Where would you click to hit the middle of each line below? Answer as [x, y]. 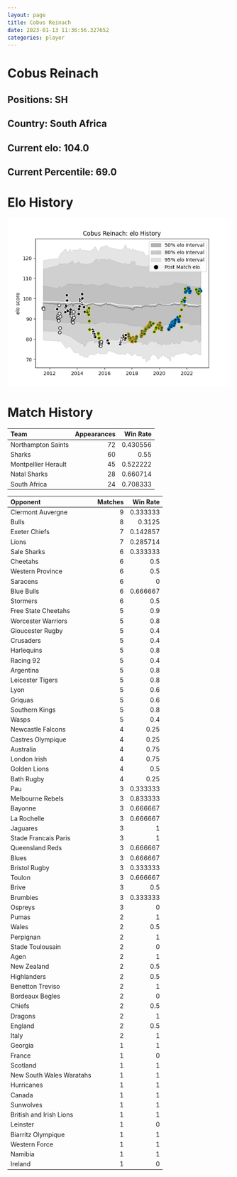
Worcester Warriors [39, 621]
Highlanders [28, 976]
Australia [23, 749]
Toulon [20, 878]
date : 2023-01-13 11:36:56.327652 [59, 30]
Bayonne [23, 808]
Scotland [23, 1065]
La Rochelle [27, 818]
